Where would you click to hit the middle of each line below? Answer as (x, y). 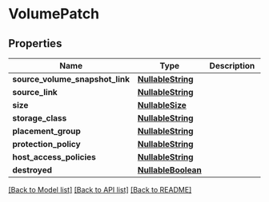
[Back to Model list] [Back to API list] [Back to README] (100, 190)
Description (232, 66)
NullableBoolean (169, 170)
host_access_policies (54, 157)
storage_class (40, 118)
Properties (35, 44)
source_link (35, 92)
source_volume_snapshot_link (71, 79)
